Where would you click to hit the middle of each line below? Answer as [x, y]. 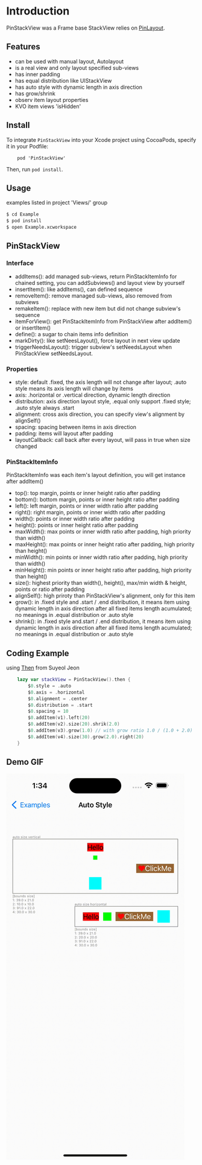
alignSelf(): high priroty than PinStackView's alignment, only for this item [105, 596]
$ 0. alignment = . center [58, 698]
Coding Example [38, 653]
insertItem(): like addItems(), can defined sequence [79, 289]
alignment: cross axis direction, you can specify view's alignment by [100, 414]
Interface [20, 263]
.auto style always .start [44, 407]
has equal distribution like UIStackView [63, 80]
